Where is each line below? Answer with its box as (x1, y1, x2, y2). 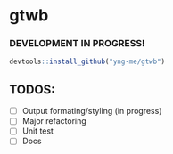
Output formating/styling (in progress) (21, 106, 162, 117)
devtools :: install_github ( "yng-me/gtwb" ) (9, 57, 166, 67)
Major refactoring (21, 116, 86, 126)
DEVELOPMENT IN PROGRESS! (9, 37, 145, 50)
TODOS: (9, 82, 55, 97)
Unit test (21, 126, 54, 136)
